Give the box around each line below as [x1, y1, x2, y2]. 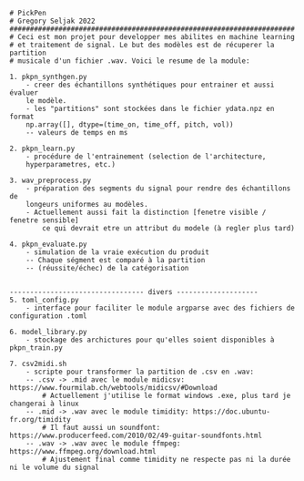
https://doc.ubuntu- [192, 407, 271, 416]
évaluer [9, 88, 39, 97]
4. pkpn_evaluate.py [9, 240, 88, 249]
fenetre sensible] [9, 216, 79, 225]
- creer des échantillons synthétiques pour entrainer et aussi [25, 80, 275, 89]
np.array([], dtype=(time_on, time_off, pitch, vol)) [25, 120, 234, 129]
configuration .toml [9, 312, 88, 321]
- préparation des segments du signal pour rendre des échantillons [25, 184, 291, 193]
